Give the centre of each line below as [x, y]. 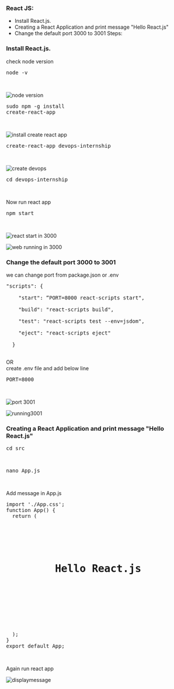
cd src [15, 448]
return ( [25, 516]
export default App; [36, 646]
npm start [20, 213]
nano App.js [23, 471]
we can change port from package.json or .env [62, 275]
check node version [30, 61]
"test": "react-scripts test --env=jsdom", [81, 321]
